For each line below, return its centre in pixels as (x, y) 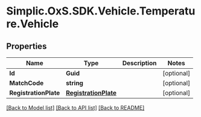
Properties (27, 46)
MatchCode (27, 83)
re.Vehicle (33, 24)
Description (139, 63)
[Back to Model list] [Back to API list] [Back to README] (75, 108)
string (74, 83)
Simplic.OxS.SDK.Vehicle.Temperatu (101, 11)
